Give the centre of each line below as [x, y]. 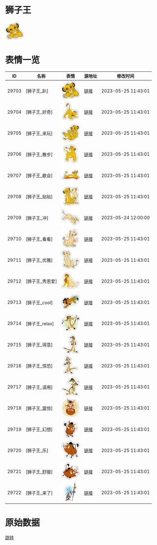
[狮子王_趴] [37, 91]
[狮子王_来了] [39, 493]
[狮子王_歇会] [39, 176]
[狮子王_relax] [40, 323]
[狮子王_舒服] [39, 472]
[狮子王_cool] [39, 303]
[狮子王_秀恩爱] [41, 281]
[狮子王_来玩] [39, 133]
